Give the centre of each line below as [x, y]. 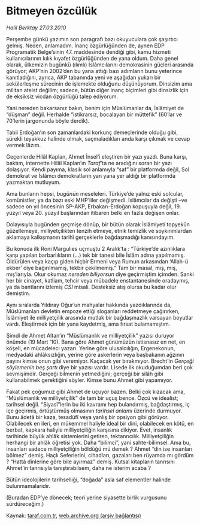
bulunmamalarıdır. [28, 485]
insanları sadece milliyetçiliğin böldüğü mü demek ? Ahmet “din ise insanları [99, 449]
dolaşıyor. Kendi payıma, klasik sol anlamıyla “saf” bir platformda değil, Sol [98, 169]
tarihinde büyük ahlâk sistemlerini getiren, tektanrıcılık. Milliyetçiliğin [90, 436]
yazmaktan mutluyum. [34, 182]
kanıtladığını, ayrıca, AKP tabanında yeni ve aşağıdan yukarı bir [84, 77]
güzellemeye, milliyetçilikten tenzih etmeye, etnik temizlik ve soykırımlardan [99, 230]
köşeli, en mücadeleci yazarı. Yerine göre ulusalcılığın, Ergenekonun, [91, 348]
